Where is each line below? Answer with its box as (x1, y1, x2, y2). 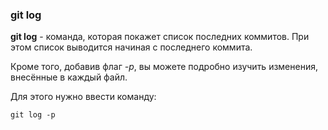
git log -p (10, 110, 56, 120)
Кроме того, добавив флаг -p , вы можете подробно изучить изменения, (10, 61, 318, 73)
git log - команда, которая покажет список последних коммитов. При (10, 31, 310, 43)
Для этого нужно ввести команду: (10, 91, 157, 103)
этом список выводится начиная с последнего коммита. (10, 41, 253, 53)
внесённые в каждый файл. (10, 71, 128, 83)
